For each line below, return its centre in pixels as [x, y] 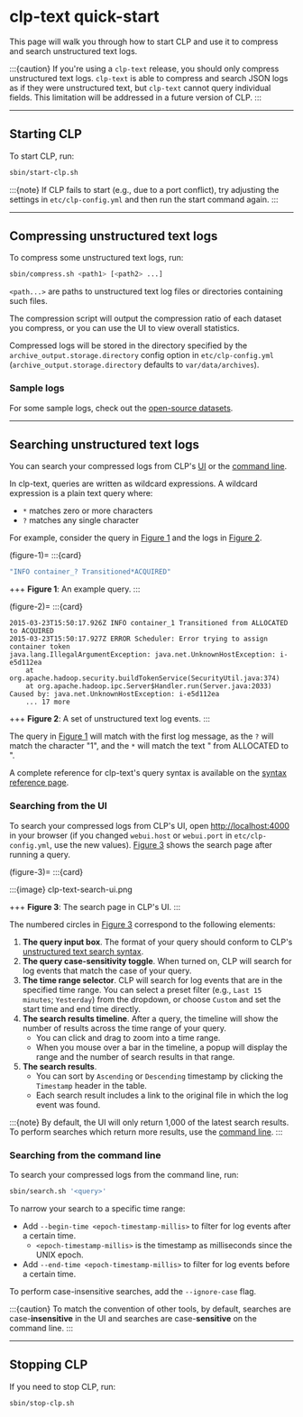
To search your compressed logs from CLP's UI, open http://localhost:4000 [150, 825]
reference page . [39, 783]
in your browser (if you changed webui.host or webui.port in [121, 835]
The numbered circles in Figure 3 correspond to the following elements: [142, 924]
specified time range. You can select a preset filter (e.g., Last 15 [142, 989]
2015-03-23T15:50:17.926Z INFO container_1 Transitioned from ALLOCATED [149, 623]
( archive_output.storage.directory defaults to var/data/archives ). [134, 365]
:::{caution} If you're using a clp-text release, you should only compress [144, 69]
